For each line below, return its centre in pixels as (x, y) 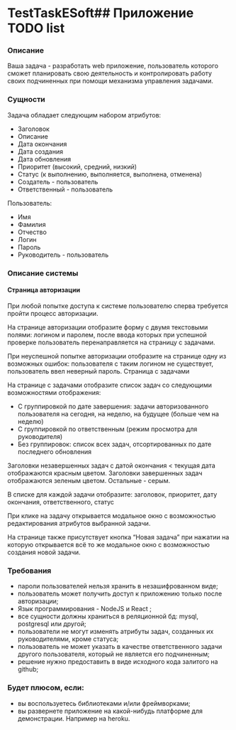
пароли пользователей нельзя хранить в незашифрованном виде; (118, 586)
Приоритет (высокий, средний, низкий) (77, 166)
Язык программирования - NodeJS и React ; (85, 609)
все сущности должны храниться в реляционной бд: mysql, (108, 616)
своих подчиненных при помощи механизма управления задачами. (111, 81)
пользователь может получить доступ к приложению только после (120, 594)
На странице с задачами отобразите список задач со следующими (110, 385)
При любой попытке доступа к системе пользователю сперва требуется (118, 306)
